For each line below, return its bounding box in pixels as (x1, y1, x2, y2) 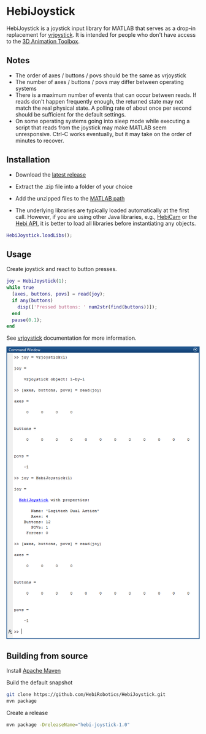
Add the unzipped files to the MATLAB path (15, 194, 125, 202)
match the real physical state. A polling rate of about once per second (15, 104, 192, 112)
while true (6, 285, 34, 291)
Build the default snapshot (6, 679, 73, 686)
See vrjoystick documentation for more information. (6, 334, 137, 342)
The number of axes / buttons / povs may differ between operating (15, 78, 184, 85)
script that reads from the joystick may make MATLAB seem (15, 124, 167, 131)
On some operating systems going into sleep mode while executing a (15, 117, 190, 124)
